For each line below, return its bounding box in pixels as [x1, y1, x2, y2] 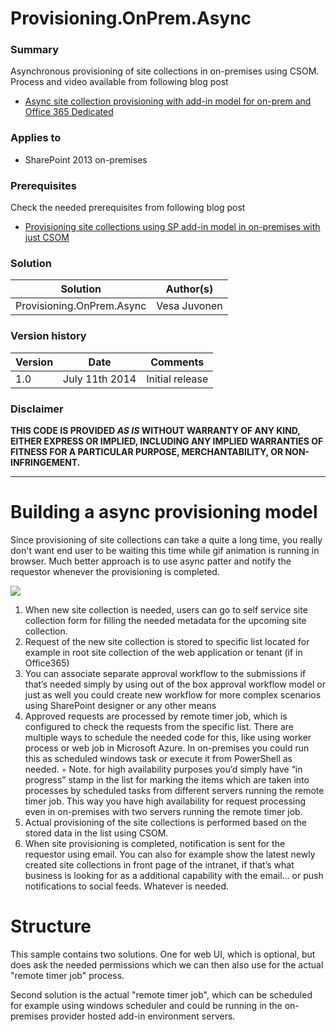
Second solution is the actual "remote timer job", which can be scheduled [10, 988, 313, 1001]
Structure [10, 915, 92, 938]
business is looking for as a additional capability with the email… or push [24, 869, 324, 881]
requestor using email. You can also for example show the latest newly [24, 848, 316, 860]
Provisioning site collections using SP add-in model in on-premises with [24, 221, 321, 233]
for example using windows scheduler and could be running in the [10, 999, 283, 1011]
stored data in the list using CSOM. [24, 827, 169, 839]
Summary [10, 43, 60, 57]
